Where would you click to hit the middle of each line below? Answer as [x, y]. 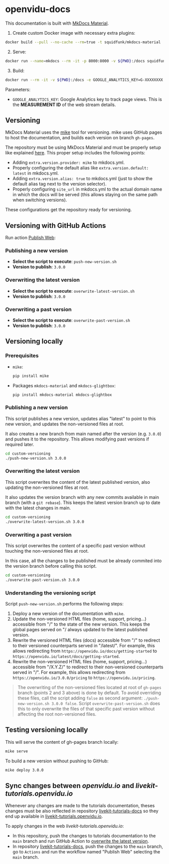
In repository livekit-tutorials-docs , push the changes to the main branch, [88, 846]
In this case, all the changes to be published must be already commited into [83, 560]
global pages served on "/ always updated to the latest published [80, 629]
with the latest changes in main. [38, 508]
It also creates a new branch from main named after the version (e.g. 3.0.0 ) [83, 434]
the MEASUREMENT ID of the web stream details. [64, 105]
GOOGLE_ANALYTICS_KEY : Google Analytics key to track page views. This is [87, 99]
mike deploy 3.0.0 [24, 770]
